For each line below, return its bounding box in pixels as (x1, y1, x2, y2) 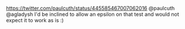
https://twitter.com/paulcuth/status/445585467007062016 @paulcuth (6, 5, 175, 11)
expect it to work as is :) (6, 17, 64, 23)
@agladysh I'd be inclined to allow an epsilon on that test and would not (6, 11, 180, 18)
